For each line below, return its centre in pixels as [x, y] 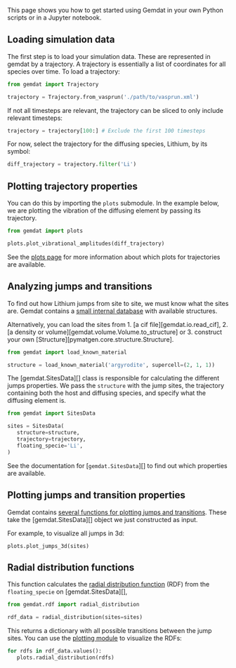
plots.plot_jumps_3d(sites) [48, 546]
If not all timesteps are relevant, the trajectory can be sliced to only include [115, 110]
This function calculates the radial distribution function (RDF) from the [109, 584]
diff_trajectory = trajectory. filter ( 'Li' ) [72, 164]
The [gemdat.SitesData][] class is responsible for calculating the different [113, 378]
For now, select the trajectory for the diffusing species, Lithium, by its [107, 144]
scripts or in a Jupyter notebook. [54, 18]
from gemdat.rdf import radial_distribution [73, 605]
